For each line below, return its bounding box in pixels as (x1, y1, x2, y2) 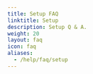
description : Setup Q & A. (7, 23, 87, 30)
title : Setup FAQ (7, 10, 59, 18)
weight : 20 (7, 30, 40, 37)
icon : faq (7, 43, 37, 50)
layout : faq (7, 37, 43, 44)
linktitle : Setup (7, 17, 59, 24)
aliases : (7, 50, 33, 57)
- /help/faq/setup (13, 56, 69, 63)
